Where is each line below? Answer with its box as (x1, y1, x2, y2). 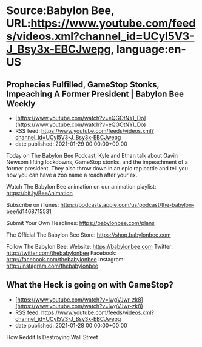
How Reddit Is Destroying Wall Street (6, 333, 98, 340)
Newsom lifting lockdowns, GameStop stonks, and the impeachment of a (6, 158, 188, 166)
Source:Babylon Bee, (6, 4, 115, 18)
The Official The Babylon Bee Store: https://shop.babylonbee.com (6, 231, 171, 238)
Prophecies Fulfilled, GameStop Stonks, (6, 79, 160, 90)
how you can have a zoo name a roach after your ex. (6, 171, 138, 178)
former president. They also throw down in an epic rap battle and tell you (6, 165, 189, 172)
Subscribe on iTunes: (6, 201, 59, 208)
